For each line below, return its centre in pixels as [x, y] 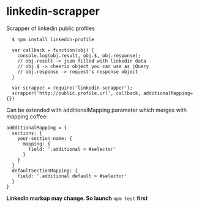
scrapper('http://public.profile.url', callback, [76, 93]
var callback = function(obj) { [53, 50]
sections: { [27, 133]
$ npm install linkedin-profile [53, 39]
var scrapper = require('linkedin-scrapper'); [72, 88]
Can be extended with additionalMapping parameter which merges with [97, 110]
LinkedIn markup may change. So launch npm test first [77, 198]
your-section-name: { [45, 138]
